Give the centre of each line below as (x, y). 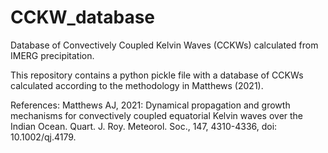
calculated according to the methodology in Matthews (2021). (137, 85)
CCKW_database (83, 17)
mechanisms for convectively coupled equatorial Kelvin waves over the (157, 115)
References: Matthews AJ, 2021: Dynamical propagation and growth (150, 105)
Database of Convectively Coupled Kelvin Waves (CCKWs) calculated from (164, 45)
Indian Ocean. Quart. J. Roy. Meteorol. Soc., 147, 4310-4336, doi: (144, 126)
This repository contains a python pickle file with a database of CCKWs (157, 75)
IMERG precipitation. (52, 55)
